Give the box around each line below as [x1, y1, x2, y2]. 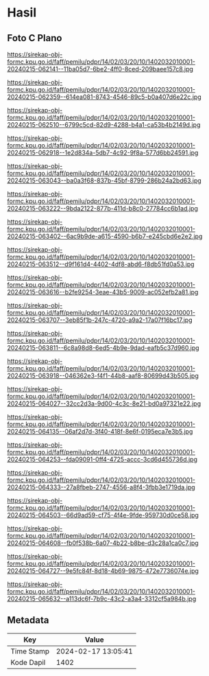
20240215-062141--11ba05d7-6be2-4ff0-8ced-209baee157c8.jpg [7, 65, 194, 73]
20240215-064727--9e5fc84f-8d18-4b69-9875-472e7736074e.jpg [7, 567, 199, 574]
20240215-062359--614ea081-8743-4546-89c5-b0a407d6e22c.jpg [7, 93, 201, 101]
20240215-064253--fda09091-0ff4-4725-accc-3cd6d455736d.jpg [7, 455, 197, 463]
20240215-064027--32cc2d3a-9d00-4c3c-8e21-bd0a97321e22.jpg [7, 399, 201, 408]
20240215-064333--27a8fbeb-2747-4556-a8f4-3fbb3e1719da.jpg [7, 483, 195, 491]
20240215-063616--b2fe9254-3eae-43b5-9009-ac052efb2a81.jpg [7, 288, 199, 296]
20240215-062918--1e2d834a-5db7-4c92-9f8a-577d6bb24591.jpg [7, 149, 199, 156]
